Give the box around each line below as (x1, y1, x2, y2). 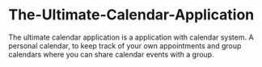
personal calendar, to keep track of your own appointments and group (8, 40, 242, 50)
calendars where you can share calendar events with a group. (8, 49, 214, 59)
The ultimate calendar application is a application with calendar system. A (8, 32, 254, 42)
